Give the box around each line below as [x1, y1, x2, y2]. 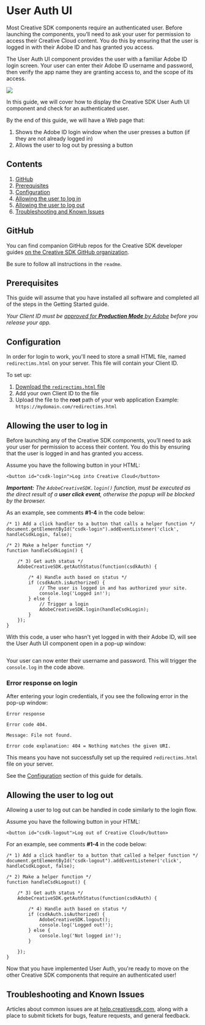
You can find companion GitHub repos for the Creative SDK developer [6, 242, 183, 249]
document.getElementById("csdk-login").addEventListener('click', [6, 526, 179, 532]
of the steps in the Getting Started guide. [6, 300, 109, 308]
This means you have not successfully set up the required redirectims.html [6, 754, 198, 761]
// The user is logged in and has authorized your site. [39, 585, 188, 591]
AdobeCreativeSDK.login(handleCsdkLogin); [39, 606, 149, 613]
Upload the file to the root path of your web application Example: [15, 396, 179, 404]
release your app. [6, 319, 51, 326]
